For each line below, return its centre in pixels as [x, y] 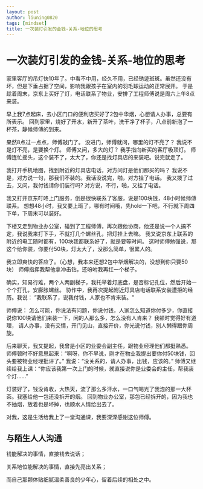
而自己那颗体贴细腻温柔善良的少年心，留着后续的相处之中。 [80, 480]
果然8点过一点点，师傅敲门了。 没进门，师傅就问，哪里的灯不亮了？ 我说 [97, 142]
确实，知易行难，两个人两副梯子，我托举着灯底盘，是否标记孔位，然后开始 [99, 282]
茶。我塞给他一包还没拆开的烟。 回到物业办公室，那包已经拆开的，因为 [94, 397]
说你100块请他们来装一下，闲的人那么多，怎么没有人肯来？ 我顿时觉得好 [96, 318]
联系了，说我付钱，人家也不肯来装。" [88, 298]
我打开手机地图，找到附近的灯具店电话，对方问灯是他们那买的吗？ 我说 [94, 170]
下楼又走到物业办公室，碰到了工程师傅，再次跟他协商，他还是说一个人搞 [96, 226]
